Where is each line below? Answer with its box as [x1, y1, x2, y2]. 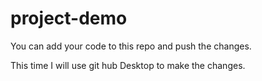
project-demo [10, 7, 128, 30]
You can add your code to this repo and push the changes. [10, 40, 252, 52]
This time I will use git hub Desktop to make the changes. [10, 59, 246, 71]
